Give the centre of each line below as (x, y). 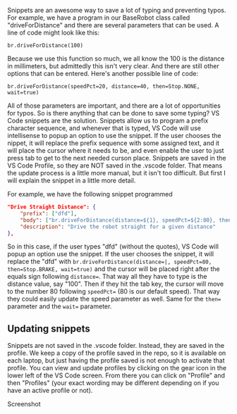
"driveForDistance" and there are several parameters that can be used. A (113, 25)
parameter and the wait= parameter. (60, 306)
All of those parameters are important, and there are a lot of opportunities (114, 106)
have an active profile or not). (50, 391)
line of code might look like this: (54, 32)
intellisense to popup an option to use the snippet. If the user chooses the (114, 136)
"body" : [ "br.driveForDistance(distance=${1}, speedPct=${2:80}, (118, 220)
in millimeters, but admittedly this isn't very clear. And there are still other (114, 66)
